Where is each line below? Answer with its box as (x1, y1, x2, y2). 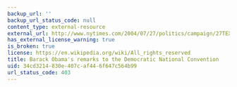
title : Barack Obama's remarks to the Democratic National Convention (7, 56, 219, 63)
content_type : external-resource (7, 23, 106, 30)
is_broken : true (7, 43, 55, 50)
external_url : (7, 29, 49, 37)
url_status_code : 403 (7, 69, 71, 76)
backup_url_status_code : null (7, 17, 97, 24)
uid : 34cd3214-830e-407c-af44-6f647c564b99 (7, 62, 138, 69)
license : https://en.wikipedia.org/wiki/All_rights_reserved (7, 50, 191, 57)
